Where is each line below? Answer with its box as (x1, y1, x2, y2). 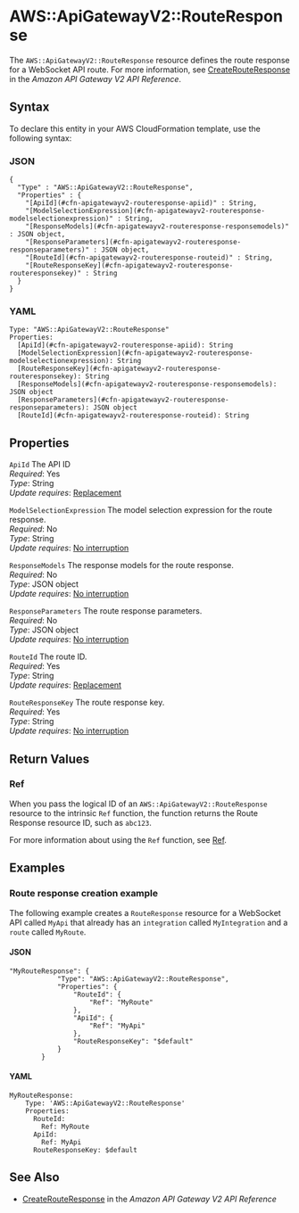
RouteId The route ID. (9, 651, 87, 662)
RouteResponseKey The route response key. (9, 697, 165, 708)
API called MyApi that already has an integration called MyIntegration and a (9, 917, 288, 928)
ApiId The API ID (9, 459, 71, 470)
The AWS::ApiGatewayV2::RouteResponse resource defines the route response (9, 54, 290, 65)
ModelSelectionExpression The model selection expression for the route (9, 505, 273, 516)
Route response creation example (9, 887, 159, 900)
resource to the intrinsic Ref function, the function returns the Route (9, 807, 259, 818)
